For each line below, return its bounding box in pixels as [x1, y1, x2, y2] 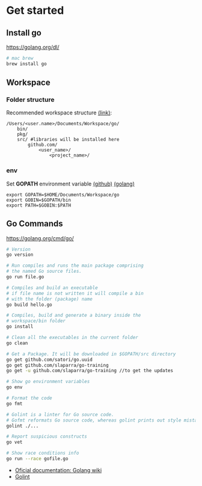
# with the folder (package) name [6, 296, 93, 302]
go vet [6, 439, 23, 446]
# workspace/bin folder [6, 318, 66, 324]
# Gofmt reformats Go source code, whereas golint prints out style [6, 417, 182, 423]
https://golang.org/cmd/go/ [6, 234, 74, 241]
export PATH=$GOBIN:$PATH [6, 202, 71, 208]
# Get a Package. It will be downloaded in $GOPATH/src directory [6, 350, 176, 357]
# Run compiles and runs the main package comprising [6, 263, 144, 269]
